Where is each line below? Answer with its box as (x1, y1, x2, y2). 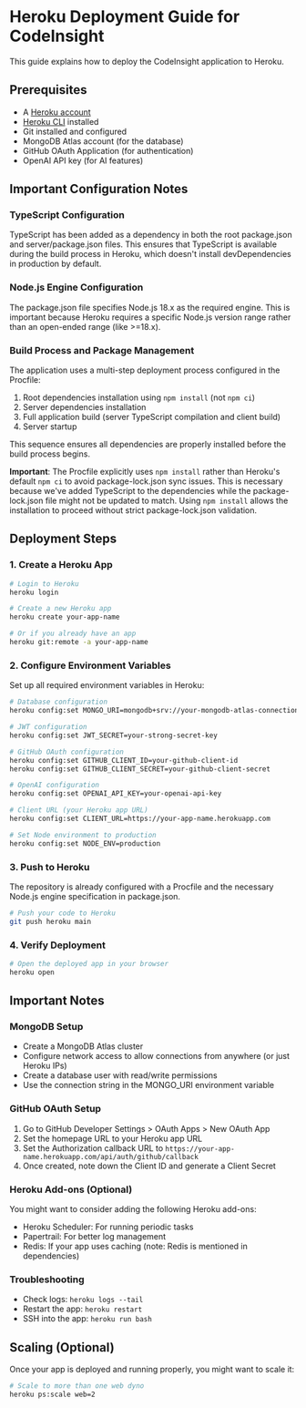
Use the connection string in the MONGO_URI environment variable (22, 1080, 275, 1091)
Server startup (22, 421, 77, 432)
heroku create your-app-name (9, 612, 120, 622)
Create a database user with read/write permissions (22, 1070, 218, 1081)
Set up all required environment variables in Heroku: (9, 680, 205, 691)
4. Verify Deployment (9, 939, 107, 951)
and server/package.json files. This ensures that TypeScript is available (9, 239, 278, 250)
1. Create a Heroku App (9, 559, 114, 571)
